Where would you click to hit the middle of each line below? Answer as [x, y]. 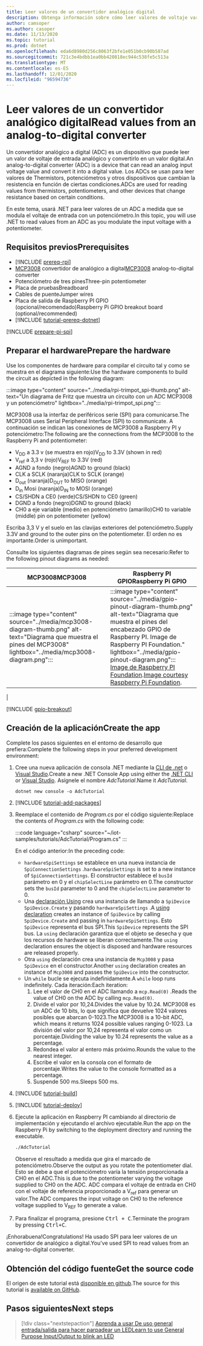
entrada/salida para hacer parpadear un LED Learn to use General [102, 1330]
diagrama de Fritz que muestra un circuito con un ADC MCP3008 [111, 396]
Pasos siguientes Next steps [60, 1309]
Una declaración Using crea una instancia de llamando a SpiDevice [107, 901]
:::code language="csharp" [49, 832]
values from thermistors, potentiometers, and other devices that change [96, 191]
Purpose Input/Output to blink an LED [67, 1336]
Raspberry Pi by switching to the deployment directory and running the [103, 1130]
